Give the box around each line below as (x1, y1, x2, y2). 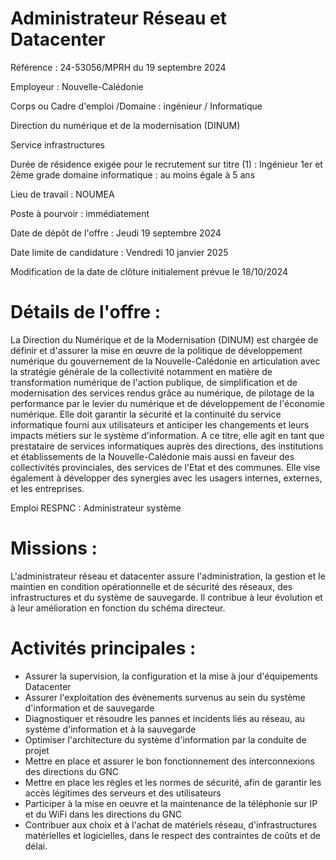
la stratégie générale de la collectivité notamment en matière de (10, 365, 273, 377)
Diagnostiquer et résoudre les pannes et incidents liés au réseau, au (24, 712, 306, 724)
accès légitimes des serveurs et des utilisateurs (24, 787, 222, 799)
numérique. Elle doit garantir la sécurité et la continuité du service (10, 408, 282, 420)
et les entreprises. (10, 482, 85, 494)
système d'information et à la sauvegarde (24, 723, 197, 735)
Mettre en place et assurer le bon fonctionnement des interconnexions (24, 755, 315, 767)
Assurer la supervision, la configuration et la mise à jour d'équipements (24, 670, 318, 682)
